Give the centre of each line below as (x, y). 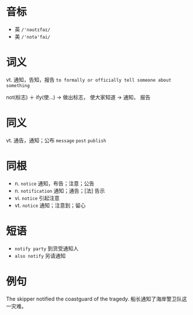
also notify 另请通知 (40, 255)
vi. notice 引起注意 (37, 198)
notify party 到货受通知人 (46, 248)
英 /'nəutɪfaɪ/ (32, 29)
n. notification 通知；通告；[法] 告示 (60, 191)
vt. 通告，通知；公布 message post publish (56, 140)
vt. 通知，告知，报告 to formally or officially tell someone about (89, 79)
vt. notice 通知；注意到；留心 (50, 205)
